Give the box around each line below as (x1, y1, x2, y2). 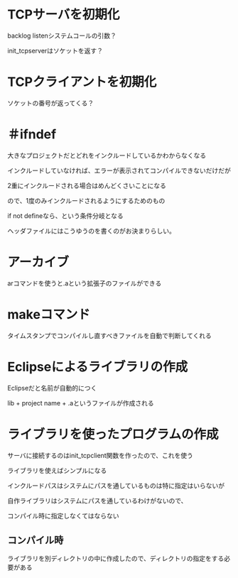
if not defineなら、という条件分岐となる (7, 211, 124, 220)
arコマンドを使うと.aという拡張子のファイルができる (7, 278, 162, 288)
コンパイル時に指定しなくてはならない (7, 511, 119, 520)
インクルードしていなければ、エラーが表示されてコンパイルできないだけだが (7, 166, 231, 175)
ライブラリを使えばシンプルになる (7, 466, 107, 474)
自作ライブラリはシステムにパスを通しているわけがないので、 (7, 496, 188, 505)
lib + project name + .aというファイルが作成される (7, 398, 154, 407)
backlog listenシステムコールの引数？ (7, 31, 117, 40)
